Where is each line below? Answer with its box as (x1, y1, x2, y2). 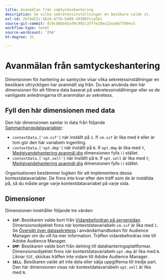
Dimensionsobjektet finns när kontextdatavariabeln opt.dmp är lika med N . (12, 248, 161, 254)
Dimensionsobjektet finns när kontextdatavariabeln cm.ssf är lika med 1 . (12, 222, 159, 228)
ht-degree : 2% (5, 35, 34, 40)
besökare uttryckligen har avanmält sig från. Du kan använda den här (5, 82, 145, 88)
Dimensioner (5, 195, 46, 203)
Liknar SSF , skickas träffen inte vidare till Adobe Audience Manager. (12, 254, 149, 260)
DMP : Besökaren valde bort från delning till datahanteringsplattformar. (12, 243, 152, 249)
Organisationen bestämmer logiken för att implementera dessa (5, 170, 132, 176)
